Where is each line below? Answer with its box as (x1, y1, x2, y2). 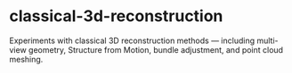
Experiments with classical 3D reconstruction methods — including (9, 35, 255, 46)
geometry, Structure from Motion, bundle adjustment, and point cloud (28, 44, 283, 55)
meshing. (9, 54, 44, 64)
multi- (256, 35, 279, 46)
